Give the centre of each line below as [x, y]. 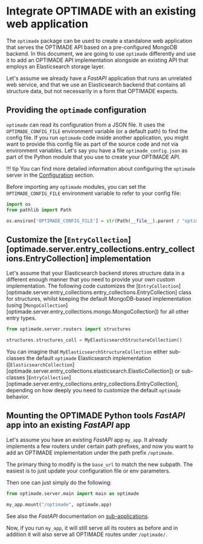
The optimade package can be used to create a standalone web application [99, 41]
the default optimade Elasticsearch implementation [89, 358]
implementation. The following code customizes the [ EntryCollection [93, 286]
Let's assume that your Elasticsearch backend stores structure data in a [95, 273]
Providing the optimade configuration [76, 110]
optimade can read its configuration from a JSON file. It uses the [85, 125]
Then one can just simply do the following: [59, 482]
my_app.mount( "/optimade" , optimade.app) [59, 504]
